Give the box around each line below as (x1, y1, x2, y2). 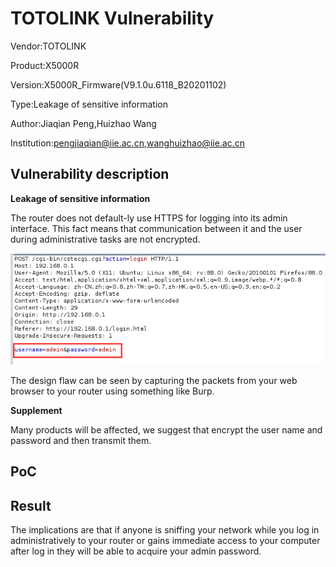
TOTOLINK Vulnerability (10, 7, 215, 30)
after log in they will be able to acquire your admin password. (10, 545, 262, 557)
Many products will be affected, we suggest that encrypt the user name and (10, 423, 323, 436)
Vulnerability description (10, 166, 170, 183)
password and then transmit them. (10, 434, 152, 446)
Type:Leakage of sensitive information (10, 98, 168, 110)
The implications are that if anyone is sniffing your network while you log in (10, 524, 320, 536)
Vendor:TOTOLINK (10, 40, 87, 52)
